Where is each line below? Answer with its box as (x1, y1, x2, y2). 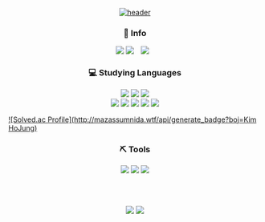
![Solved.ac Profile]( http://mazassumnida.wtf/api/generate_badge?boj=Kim (8, 115, 257, 124)
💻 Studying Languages (88, 67, 182, 79)
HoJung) (8, 123, 38, 132)
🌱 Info (123, 27, 147, 38)
